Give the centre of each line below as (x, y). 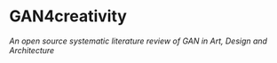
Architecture (32, 50)
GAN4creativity (68, 16)
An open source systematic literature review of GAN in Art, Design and (138, 41)
